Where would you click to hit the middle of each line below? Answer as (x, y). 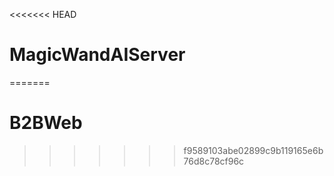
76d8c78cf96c (214, 161)
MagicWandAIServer (97, 55)
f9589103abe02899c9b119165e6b (253, 150)
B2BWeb (46, 123)
